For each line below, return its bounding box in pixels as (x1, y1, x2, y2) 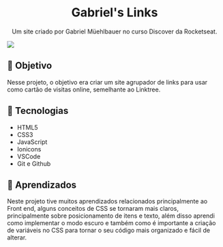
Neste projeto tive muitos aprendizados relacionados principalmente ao (7, 197, 208, 205)
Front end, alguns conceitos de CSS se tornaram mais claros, (7, 205, 179, 213)
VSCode (16, 152, 41, 160)
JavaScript (16, 138, 48, 146)
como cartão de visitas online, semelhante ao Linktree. (7, 85, 161, 93)
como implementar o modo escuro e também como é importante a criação (7, 219, 216, 227)
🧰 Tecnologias (7, 105, 69, 117)
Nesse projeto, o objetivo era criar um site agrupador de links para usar (7, 78, 208, 86)
